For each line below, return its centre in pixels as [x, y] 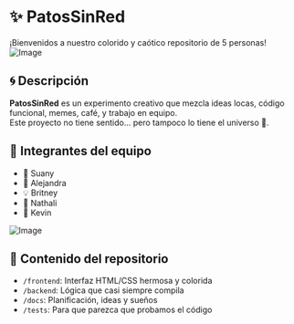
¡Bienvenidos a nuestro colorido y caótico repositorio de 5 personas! [138, 42]
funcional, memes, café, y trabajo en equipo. [94, 112]
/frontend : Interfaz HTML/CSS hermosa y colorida [117, 281]
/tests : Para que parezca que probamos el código [117, 310]
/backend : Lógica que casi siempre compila [103, 290]
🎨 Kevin [37, 213]
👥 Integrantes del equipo [81, 151]
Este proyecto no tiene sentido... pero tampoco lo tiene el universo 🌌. [139, 122]
